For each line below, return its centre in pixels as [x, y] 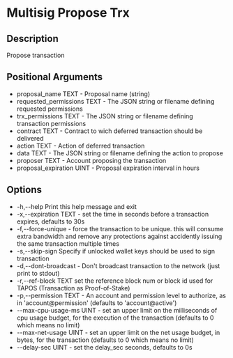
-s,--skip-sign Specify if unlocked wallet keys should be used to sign [116, 251]
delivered [30, 138]
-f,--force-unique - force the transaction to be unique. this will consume [120, 228]
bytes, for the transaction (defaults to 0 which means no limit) [105, 340]
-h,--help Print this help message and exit [77, 206]
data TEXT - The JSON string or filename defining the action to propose [120, 153]
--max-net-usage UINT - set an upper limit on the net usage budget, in [118, 332]
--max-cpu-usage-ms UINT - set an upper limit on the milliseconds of [117, 310]
